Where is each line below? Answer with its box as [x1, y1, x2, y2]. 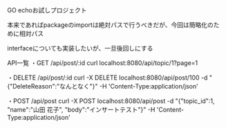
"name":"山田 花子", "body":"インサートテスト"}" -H [7, 106, 156, 113]
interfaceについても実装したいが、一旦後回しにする [7, 44, 153, 52]
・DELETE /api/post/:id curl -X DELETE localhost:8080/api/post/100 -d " [7, 73, 213, 82]
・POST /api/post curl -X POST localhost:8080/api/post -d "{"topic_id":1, [7, 97, 215, 105]
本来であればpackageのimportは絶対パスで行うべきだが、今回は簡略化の [7, 21, 214, 29]
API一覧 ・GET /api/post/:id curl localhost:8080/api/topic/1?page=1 [7, 59, 198, 67]
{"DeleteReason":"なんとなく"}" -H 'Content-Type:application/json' [7, 82, 198, 90]
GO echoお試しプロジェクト [7, 6, 87, 14]
